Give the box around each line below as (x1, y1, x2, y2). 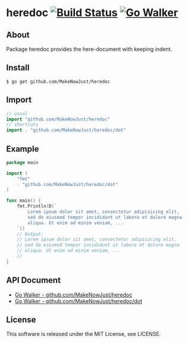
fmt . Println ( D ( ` (17, 203, 58, 209)
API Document (6, 275, 61, 286)
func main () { (6, 197, 42, 204)
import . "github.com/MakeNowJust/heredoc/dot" (6, 127, 127, 134)
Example (6, 144, 39, 154)
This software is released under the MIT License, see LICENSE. (6, 330, 161, 338)
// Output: (17, 231, 44, 237)
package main (6, 159, 39, 165)
